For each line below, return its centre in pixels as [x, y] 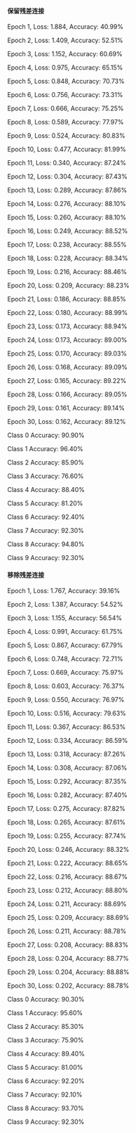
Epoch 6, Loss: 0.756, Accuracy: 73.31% [65, 95]
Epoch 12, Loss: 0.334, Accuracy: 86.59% [68, 741]
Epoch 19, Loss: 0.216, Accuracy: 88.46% [67, 272]
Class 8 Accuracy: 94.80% [46, 544]
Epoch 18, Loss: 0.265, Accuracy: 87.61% [67, 822]
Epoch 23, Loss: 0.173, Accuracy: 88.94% [67, 326]
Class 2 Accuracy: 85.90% [46, 462]
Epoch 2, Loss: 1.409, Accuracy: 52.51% [66, 40]
